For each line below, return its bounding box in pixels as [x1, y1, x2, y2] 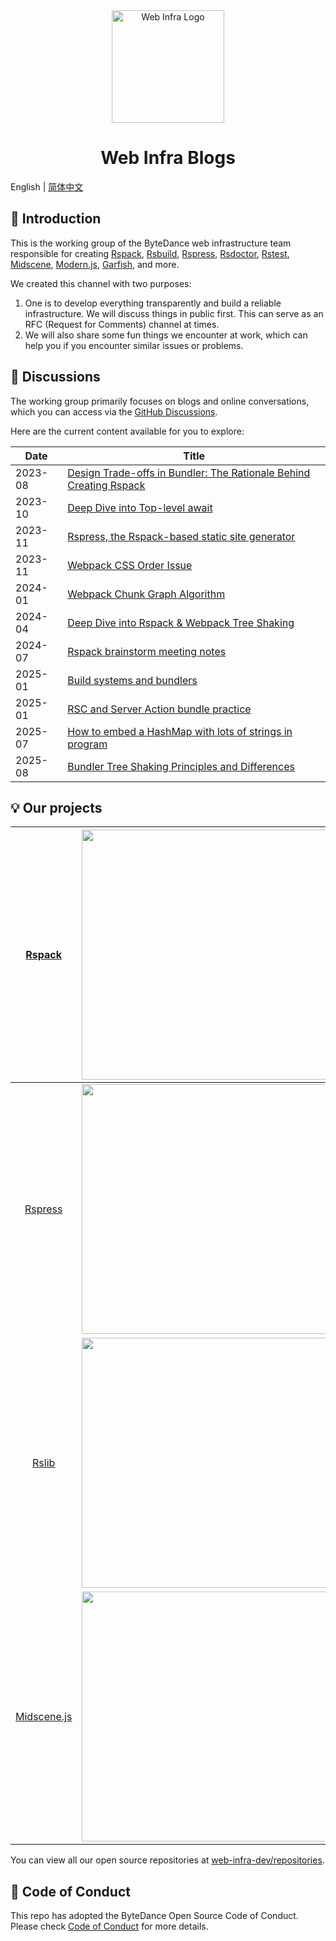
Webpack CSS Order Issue [67, 558, 193, 572]
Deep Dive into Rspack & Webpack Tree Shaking [67, 615, 295, 629]
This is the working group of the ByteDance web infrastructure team [10, 237, 292, 249]
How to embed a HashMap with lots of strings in [67, 724, 293, 738]
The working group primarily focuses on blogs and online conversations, [10, 395, 310, 407]
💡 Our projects [10, 799, 103, 816]
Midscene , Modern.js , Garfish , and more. [10, 258, 180, 270]
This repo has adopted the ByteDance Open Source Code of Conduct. [10, 1910, 299, 1922]
